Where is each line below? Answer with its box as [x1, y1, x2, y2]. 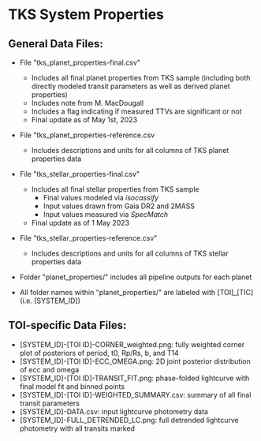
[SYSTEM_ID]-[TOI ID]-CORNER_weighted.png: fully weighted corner [19, 339, 245, 349]
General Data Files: [8, 37, 104, 50]
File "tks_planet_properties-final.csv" [19, 58, 140, 67]
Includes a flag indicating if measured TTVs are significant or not [31, 107, 242, 116]
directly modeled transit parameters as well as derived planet [31, 81, 230, 91]
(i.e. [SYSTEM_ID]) [19, 296, 80, 305]
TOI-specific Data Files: [8, 319, 127, 332]
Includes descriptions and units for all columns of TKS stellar [31, 249, 229, 258]
